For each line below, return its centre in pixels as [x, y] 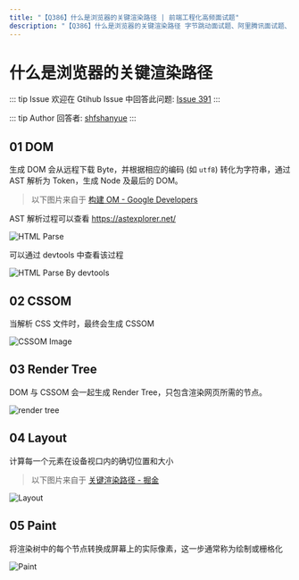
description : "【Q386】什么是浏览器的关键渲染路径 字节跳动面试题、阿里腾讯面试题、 [150, 26]
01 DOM [32, 147]
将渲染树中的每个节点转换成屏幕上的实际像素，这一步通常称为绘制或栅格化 [146, 548]
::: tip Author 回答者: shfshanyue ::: [73, 118]
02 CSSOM [41, 301]
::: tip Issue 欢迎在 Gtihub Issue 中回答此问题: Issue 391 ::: [115, 99]
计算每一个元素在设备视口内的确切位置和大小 [91, 460]
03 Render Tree [53, 370]
